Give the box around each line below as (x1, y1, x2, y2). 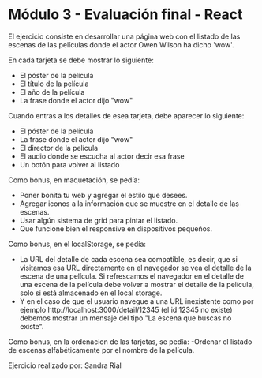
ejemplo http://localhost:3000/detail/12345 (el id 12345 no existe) (19, 305, 233, 314)
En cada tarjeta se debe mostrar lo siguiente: (8, 55, 154, 65)
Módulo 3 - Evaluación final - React (8, 6, 243, 24)
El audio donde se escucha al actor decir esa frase (19, 152, 185, 161)
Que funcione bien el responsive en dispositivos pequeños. (19, 223, 213, 234)
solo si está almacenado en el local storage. (19, 288, 163, 298)
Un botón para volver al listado (19, 159, 120, 169)
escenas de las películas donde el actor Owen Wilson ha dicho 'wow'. (8, 39, 234, 49)
